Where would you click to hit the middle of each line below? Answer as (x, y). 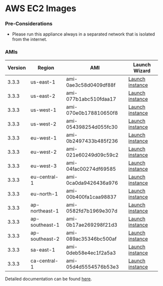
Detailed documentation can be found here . (49, 279)
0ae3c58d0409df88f (91, 85)
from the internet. (30, 39)
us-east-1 (43, 82)
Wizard (142, 71)
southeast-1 (45, 225)
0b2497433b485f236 (92, 141)
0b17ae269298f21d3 (92, 225)
